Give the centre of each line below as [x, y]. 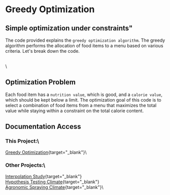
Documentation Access [43, 127]
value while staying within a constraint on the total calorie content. [74, 111]
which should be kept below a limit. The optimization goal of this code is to [83, 100]
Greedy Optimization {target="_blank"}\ [46, 152]
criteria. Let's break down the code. [43, 51]
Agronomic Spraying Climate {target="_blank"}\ [55, 187]
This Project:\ [22, 141]
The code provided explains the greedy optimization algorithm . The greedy [85, 40]
